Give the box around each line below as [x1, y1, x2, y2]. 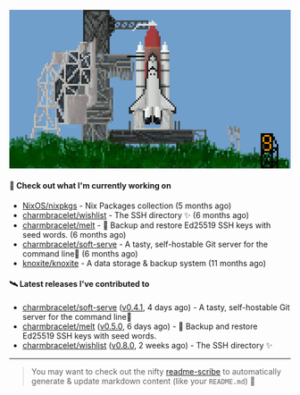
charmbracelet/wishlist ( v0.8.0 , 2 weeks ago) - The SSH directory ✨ [21, 340, 273, 350]
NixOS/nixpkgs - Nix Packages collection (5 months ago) [21, 200, 232, 211]
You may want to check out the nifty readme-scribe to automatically [30, 366, 281, 376]
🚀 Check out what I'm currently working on [9, 181, 171, 191]
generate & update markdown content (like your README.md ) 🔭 [30, 375, 256, 386]
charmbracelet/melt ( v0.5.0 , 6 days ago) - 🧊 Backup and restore [21, 321, 258, 332]
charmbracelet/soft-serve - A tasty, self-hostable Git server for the [21, 239, 269, 249]
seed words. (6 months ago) [21, 229, 127, 240]
